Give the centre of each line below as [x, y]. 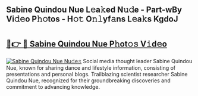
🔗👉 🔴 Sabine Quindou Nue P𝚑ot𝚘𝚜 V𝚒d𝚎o [87, 44]
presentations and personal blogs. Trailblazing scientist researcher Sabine [97, 74]
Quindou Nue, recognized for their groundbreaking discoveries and [88, 80]
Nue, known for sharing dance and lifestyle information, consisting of [91, 68]
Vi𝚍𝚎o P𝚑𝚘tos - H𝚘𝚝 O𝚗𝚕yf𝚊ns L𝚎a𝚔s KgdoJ [92, 19]
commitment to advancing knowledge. [53, 87]
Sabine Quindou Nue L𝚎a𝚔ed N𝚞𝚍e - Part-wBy [94, 10]
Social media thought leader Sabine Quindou [138, 61]
